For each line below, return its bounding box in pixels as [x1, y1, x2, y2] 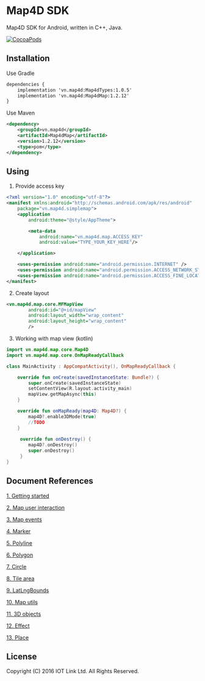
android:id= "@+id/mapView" [28, 307, 97, 313]
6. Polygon [6, 551, 34, 558]
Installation [6, 53, 50, 64]
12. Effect [6, 622, 30, 629]
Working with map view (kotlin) [15, 335, 93, 342]
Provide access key [15, 182, 65, 190]
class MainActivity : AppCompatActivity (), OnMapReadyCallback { [6, 363, 176, 369]
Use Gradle [6, 70, 35, 77]
